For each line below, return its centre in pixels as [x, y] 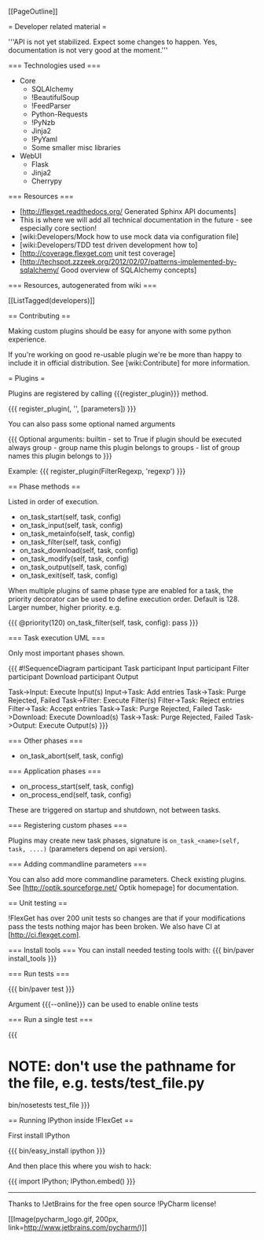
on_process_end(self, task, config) [75, 795]
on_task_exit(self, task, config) [69, 575]
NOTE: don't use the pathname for [122, 1067]
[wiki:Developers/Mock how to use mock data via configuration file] [129, 236]
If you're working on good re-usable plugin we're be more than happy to [125, 354]
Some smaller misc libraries [76, 148]
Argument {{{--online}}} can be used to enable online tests [103, 1004]
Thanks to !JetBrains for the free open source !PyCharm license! [112, 1204]
